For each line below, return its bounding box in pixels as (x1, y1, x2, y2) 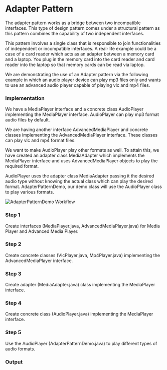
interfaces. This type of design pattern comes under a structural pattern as (5, 25, 160, 31)
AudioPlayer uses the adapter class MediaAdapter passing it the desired (5, 173, 154, 179)
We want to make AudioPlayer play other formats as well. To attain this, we (5, 147, 159, 153)
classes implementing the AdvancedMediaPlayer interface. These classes (5, 132, 158, 138)
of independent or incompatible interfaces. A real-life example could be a (5, 45, 157, 51)
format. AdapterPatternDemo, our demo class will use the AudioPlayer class (5, 183, 162, 190)
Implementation (5, 94, 45, 101)
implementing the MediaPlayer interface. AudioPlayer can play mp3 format (5, 111, 159, 117)
